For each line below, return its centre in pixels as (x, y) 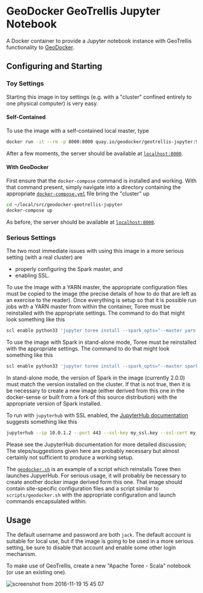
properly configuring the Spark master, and (69, 269)
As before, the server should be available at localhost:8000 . (81, 222)
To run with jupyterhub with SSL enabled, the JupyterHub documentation (97, 415)
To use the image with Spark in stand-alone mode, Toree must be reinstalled (101, 342)
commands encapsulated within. (47, 501)
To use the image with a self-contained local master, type (78, 130)
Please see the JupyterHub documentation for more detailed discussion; (97, 444)
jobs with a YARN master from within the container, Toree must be (88, 306)
